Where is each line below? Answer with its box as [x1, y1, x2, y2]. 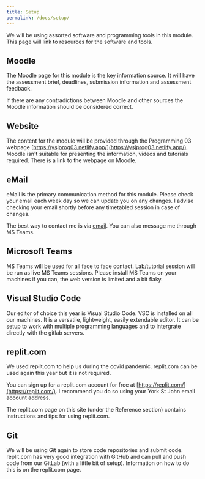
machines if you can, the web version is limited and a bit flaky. [6, 275, 163, 283]
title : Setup [6, 9, 40, 15]
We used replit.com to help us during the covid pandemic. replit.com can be [6, 363, 198, 370]
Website [6, 121, 39, 132]
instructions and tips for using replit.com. [6, 412, 110, 420]
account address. [6, 394, 51, 401]
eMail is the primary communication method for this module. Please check [6, 190, 194, 198]
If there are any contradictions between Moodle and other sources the [6, 97, 184, 104]
